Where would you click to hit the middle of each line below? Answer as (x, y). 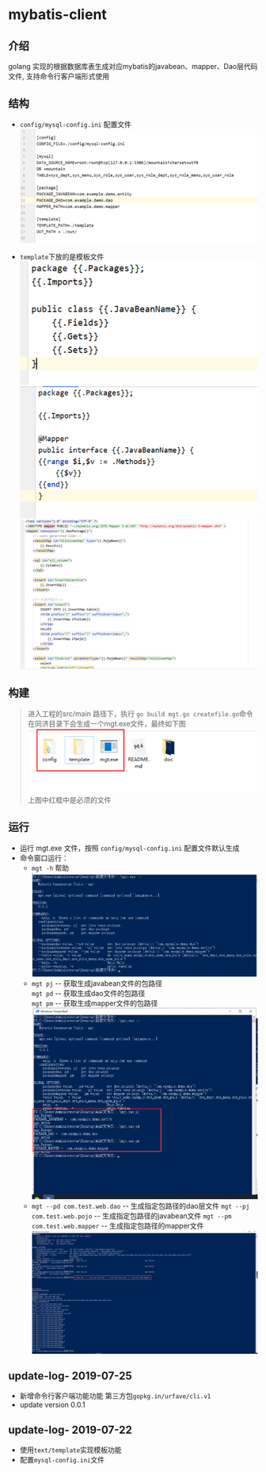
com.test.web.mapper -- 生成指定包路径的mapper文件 (118, 1225)
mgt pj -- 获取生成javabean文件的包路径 (97, 983)
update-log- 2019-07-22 (70, 1430)
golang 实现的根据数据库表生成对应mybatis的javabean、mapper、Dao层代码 (133, 66)
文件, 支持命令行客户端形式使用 (59, 76)
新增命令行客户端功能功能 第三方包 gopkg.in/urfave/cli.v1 (115, 1396)
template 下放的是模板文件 (62, 257)
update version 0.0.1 (52, 1405)
